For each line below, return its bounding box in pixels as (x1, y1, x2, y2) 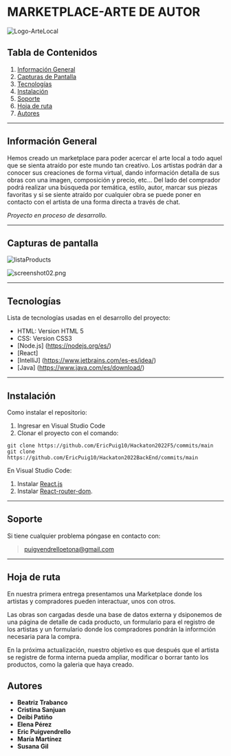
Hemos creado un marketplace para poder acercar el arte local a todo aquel (7, 154, 222, 162)
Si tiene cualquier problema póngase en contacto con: (7, 532, 161, 540)
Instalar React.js (16, 480, 63, 487)
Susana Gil (16, 742, 49, 750)
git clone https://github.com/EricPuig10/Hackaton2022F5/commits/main (7, 442, 214, 449)
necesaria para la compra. (7, 632, 81, 640)
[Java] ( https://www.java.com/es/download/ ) (16, 364, 145, 372)
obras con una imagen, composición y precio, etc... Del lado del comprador (7, 176, 221, 184)
